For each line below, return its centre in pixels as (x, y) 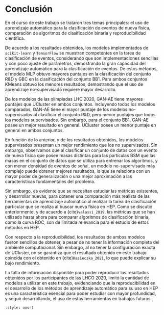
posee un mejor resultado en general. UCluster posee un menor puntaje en (81, 125)
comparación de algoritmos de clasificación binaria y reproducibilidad (75, 33)
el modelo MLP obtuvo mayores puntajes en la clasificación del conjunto (78, 74)
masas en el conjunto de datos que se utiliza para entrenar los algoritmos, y (82, 160)
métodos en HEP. (23, 227)
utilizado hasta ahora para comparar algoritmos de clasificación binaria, (77, 217)
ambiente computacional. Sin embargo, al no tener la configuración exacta (80, 247)
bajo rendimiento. (23, 263)
